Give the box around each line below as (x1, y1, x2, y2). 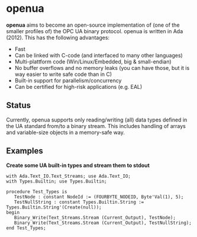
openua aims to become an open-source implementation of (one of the (6, 21, 180, 28)
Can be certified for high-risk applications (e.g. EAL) (14, 83, 143, 90)
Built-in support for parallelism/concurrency (14, 76, 122, 84)
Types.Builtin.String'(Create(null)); (6, 204, 102, 210)
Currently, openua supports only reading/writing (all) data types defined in (6, 116, 188, 123)
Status (6, 100, 31, 111)
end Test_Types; (6, 225, 46, 231)
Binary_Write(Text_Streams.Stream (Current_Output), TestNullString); (14, 220, 192, 226)
